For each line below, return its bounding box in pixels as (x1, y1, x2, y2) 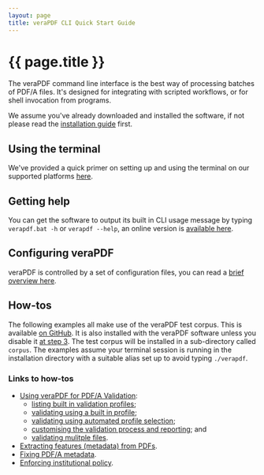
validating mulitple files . (31, 432, 109, 442)
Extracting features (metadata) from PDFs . (19, 441, 158, 451)
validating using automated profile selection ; (31, 416, 176, 425)
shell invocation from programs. (8, 95, 112, 105)
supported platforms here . (8, 171, 93, 181)
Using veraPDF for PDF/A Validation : (19, 391, 138, 400)
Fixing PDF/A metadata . (19, 449, 97, 458)
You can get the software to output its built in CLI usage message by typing (8, 215, 253, 225)
